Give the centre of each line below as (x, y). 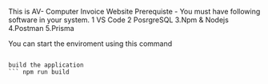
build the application (46, 65)
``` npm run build (39, 72)
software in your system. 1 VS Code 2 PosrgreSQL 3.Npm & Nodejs (119, 20)
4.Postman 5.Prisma (41, 28)
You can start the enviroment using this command (90, 44)
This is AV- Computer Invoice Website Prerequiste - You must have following (134, 11)
